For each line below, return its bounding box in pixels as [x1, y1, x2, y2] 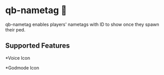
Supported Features [5, 42, 70, 50]
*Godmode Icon [5, 64, 40, 70]
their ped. [5, 26, 25, 32]
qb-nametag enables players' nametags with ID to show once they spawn [5, 21, 159, 27]
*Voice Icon [5, 55, 30, 61]
